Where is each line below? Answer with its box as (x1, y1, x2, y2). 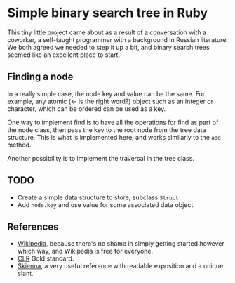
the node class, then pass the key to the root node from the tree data (7, 125, 206, 134)
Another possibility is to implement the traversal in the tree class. (7, 154, 195, 162)
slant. (17, 269, 34, 278)
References (7, 221, 59, 232)
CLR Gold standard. (17, 254, 74, 263)
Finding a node (7, 71, 74, 83)
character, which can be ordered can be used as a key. (7, 104, 166, 113)
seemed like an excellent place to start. (7, 51, 121, 59)
